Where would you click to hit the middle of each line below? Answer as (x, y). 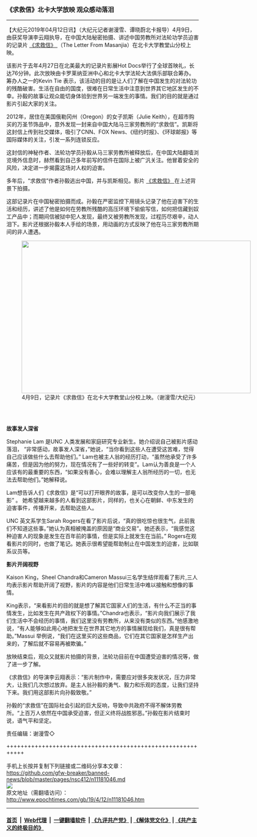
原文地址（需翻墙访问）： (37, 793)
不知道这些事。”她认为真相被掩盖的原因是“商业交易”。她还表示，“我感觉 (100, 528)
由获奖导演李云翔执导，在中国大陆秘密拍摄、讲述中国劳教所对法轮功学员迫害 (103, 37)
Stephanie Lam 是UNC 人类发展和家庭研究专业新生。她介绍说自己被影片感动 (102, 442)
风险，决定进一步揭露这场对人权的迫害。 (57, 168)
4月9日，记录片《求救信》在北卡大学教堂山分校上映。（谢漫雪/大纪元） (110, 397)
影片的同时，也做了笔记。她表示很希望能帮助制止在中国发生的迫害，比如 (102, 544)
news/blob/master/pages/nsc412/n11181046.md (66, 780)
